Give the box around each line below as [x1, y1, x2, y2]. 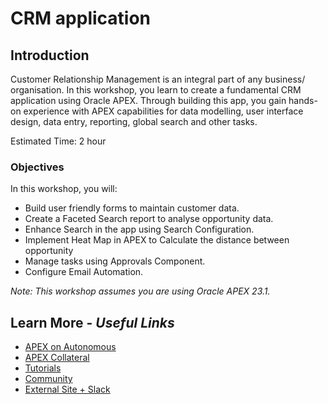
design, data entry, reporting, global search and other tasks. [10, 116, 258, 127]
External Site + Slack [24, 383, 111, 396]
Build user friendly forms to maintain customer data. [24, 202, 240, 214]
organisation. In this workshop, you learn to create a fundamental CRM [10, 84, 302, 96]
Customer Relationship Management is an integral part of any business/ [10, 73, 306, 85]
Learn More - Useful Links [10, 314, 175, 331]
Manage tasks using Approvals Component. [24, 255, 206, 267]
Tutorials [24, 362, 62, 374]
